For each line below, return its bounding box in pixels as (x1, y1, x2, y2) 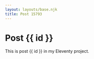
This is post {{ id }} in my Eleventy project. (5, 48, 90, 54)
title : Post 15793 (5, 12, 42, 16)
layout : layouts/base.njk (5, 7, 57, 12)
